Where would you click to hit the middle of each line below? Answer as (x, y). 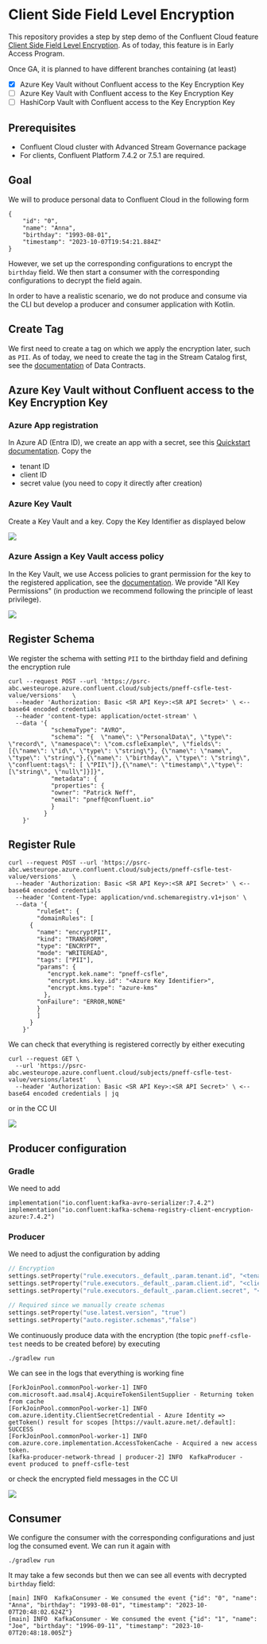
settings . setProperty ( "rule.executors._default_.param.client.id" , (122, 1284)
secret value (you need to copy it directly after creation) (111, 483)
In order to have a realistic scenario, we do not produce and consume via (128, 296)
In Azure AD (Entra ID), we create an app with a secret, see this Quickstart (129, 443)
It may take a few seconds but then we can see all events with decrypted (128, 1576)
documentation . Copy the (50, 451)
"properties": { (77, 785)
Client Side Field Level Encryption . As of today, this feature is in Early (121, 44)
